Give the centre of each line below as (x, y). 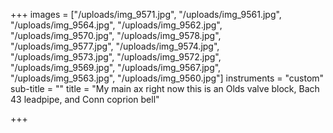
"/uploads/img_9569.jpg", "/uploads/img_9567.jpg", (116, 67)
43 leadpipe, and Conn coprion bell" (85, 99)
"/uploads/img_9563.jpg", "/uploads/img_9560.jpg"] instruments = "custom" (167, 78)
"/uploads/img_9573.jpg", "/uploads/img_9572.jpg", (116, 57)
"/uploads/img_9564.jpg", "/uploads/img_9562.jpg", (116, 25)
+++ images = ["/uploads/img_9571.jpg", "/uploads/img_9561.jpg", (146, 14)
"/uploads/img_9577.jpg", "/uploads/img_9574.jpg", (115, 46)
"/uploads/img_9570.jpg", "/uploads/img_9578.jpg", (116, 35)
